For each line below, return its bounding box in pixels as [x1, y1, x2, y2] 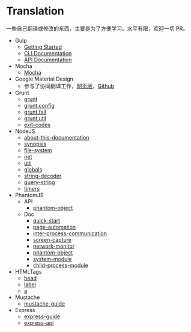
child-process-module [32, 262, 88, 269]
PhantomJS [14, 191, 44, 198]
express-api [23, 319, 54, 326]
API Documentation [23, 56, 72, 63]
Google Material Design [14, 75, 74, 82]
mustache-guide [23, 300, 65, 307]
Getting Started [23, 43, 62, 51]
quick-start [32, 217, 61, 224]
